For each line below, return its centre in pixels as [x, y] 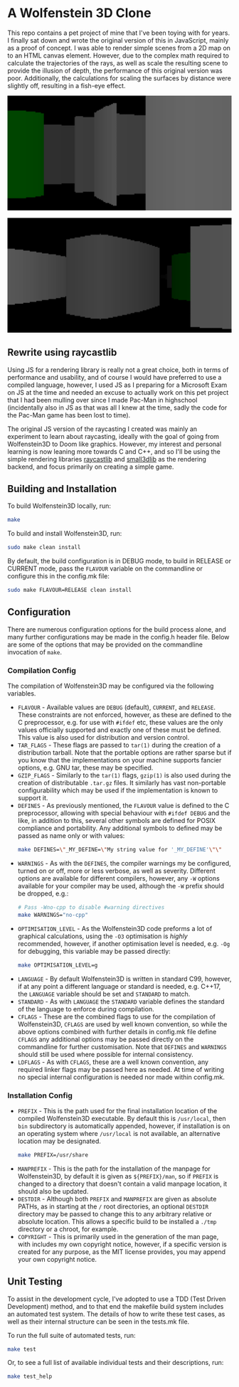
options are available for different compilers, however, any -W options [119, 878]
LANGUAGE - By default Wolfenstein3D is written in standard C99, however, [124, 979]
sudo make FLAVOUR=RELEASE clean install [70, 590]
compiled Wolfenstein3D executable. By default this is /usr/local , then [122, 1118]
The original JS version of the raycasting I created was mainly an [102, 429]
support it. [33, 798]
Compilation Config [42, 670]
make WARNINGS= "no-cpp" [53, 915]
